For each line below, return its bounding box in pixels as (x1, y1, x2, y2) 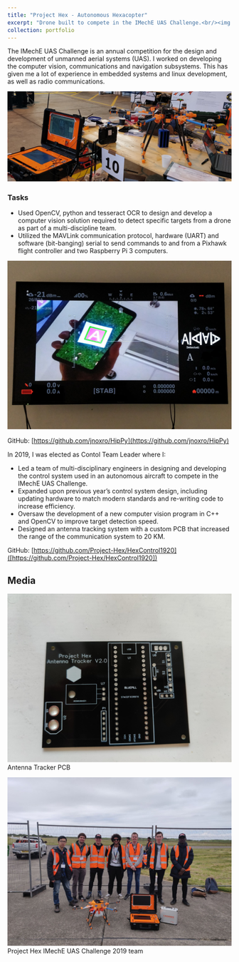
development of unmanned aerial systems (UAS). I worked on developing (7, 54, 222, 63)
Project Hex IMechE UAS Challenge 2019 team (7, 947, 144, 956)
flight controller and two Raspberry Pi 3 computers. (17, 247, 169, 255)
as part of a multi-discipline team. (17, 224, 117, 232)
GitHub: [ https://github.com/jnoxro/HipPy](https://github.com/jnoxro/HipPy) (7, 436, 230, 445)
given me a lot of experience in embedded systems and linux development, (7, 70, 228, 78)
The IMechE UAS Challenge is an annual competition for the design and (7, 47, 217, 56)
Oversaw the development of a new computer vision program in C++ (17, 510, 220, 518)
